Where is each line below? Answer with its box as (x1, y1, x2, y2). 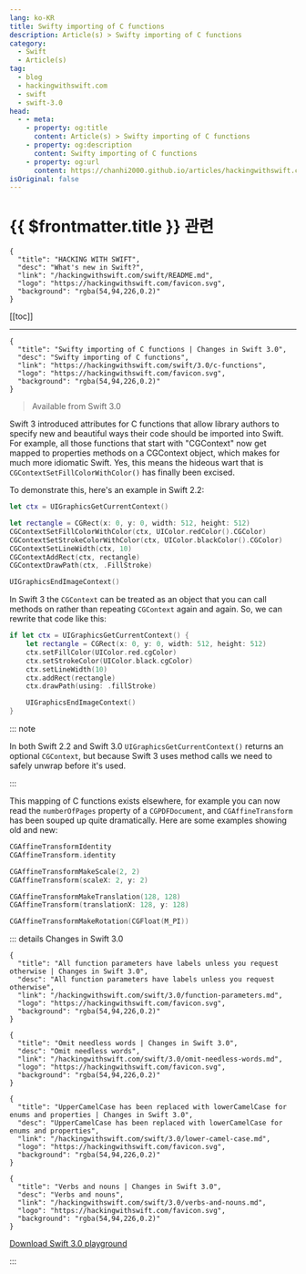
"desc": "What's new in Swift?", (17, 263, 145, 272)
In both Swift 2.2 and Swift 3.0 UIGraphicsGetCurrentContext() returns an (9, 741, 284, 752)
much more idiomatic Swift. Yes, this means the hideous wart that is (9, 457, 264, 468)
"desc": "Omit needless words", (17, 1047, 141, 1056)
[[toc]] (9, 311, 34, 322)
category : (9, 38, 47, 48)
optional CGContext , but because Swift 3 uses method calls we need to (9, 751, 273, 762)
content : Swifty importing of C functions (33, 149, 198, 158)
